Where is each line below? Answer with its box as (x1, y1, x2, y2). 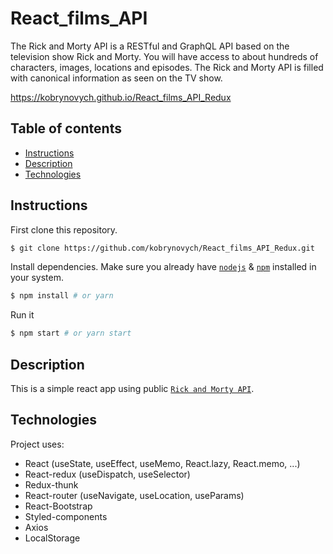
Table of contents (10, 120, 122, 137)
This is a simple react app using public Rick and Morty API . (10, 383, 255, 394)
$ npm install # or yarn (10, 291, 114, 301)
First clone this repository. (10, 223, 118, 236)
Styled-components (24, 510, 108, 522)
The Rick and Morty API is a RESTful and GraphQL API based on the (10, 40, 290, 52)
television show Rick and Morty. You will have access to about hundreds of (10, 50, 319, 62)
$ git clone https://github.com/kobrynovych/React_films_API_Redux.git (10, 243, 315, 253)
